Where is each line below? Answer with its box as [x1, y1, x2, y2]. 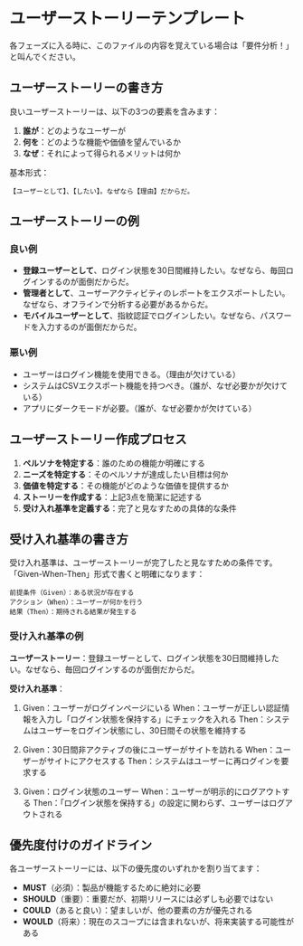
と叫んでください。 [9, 51, 81, 61]
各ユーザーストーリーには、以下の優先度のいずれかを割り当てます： [9, 863, 262, 874]
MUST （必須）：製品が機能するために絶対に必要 [22, 883, 202, 894]
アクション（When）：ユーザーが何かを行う [9, 598, 143, 607]
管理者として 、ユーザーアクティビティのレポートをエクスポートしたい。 [22, 288, 290, 298]
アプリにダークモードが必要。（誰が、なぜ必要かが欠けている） [22, 402, 257, 413]
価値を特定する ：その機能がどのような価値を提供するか [22, 480, 229, 491]
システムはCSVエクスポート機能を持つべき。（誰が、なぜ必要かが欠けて [22, 380, 288, 391]
